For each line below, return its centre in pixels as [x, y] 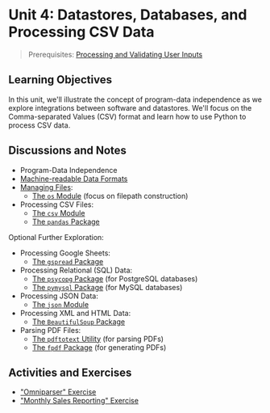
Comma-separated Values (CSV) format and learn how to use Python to [127, 116]
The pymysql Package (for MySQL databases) [107, 287]
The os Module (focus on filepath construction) [110, 196]
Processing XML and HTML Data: [75, 313]
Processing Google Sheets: [65, 253]
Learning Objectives [60, 80]
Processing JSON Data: [59, 296]
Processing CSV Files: [57, 204]
